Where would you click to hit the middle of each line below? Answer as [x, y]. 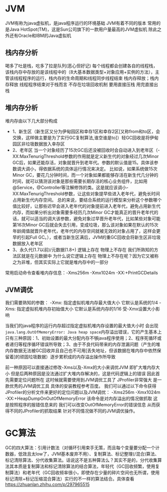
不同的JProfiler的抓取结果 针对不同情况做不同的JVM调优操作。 [73, 411]
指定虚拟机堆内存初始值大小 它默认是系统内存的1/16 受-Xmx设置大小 [86, 309]
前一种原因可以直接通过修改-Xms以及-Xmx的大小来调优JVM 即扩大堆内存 [80, 368]
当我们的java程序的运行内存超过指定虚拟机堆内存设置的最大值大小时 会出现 [82, 326]
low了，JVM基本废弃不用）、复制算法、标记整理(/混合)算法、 [97, 454]
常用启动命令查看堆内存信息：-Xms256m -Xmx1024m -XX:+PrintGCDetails [82, 272]
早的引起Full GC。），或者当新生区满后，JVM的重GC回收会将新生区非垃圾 [86, 237]
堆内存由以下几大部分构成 [31, 121]
